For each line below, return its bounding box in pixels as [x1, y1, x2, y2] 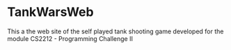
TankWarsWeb [7, 4, 94, 20]
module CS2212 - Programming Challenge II [7, 34, 134, 42]
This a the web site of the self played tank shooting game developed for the [7, 27, 224, 35]
